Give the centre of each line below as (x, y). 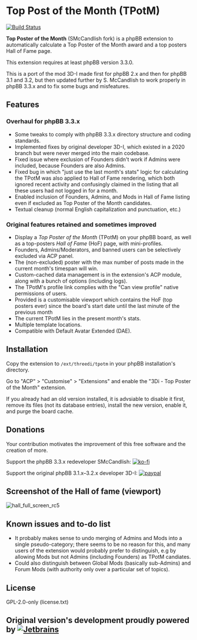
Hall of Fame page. (29, 51)
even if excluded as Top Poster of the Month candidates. (83, 203)
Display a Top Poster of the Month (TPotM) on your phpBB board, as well (103, 237)
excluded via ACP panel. (44, 256)
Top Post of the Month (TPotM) (83, 11)
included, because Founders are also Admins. (70, 165)
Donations (26, 430)
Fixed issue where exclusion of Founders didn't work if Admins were (97, 159)
